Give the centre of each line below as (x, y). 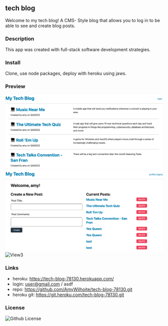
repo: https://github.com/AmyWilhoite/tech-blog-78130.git (72, 289)
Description (20, 39)
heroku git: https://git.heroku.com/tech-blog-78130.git (68, 295)
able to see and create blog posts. (40, 26)
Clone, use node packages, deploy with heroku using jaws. (66, 73)
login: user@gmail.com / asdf (43, 284)
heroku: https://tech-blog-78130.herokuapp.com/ (63, 279)
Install (13, 63)
